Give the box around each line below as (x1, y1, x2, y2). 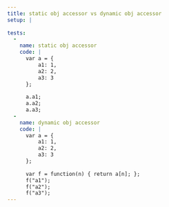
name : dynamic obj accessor (19, 119, 100, 126)
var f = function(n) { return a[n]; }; (25, 170, 140, 177)
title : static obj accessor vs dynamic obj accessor (7, 10, 162, 17)
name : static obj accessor (19, 42, 97, 49)
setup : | (7, 17, 32, 23)
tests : (7, 29, 26, 37)
